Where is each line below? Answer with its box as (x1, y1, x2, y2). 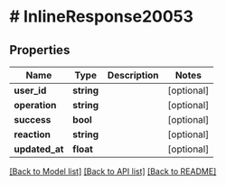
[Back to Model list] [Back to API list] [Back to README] (9, 166, 217, 177)
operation (14, 99, 57, 111)
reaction (14, 128, 52, 141)
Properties (9, 42, 71, 58)
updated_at (14, 143, 64, 155)
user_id (14, 84, 47, 97)
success (14, 114, 52, 125)
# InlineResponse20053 (9, 6, 194, 27)
